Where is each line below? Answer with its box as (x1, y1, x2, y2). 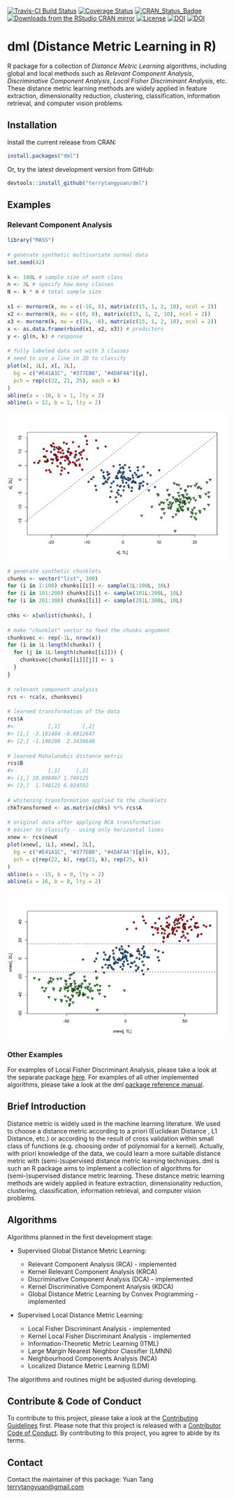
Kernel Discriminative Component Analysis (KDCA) (27, 1282, 174, 1291)
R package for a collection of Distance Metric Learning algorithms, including (7, 62, 227, 70)
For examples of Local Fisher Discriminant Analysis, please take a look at (7, 1065, 217, 1074)
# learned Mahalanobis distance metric (7, 752, 124, 760)
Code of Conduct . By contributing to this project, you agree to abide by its (7, 1429, 220, 1437)
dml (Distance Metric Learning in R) (7, 39, 217, 55)
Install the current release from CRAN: (7, 137, 117, 147)
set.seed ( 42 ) (7, 259, 45, 266)
